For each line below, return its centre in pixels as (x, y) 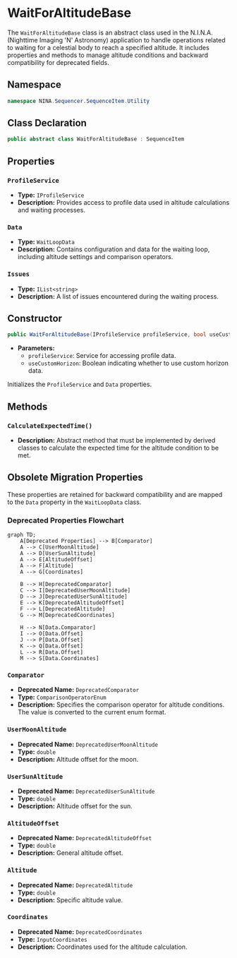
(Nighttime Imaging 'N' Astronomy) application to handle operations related (116, 40)
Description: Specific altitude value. (70, 900)
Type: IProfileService (51, 195)
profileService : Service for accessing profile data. (102, 356)
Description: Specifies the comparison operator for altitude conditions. (121, 705)
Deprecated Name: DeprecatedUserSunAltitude (86, 791)
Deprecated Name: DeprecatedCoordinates (80, 932)
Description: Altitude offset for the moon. (78, 759)
